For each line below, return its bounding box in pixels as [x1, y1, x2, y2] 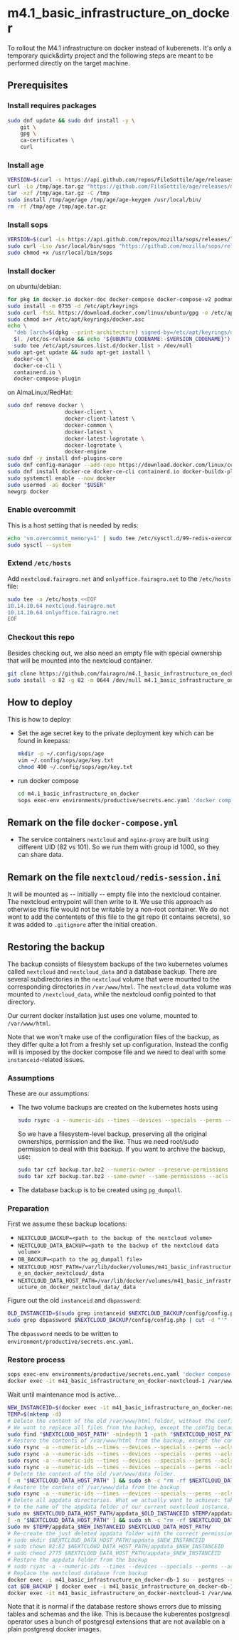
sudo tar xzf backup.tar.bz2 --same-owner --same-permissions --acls [17, 1173, 229, 1180]
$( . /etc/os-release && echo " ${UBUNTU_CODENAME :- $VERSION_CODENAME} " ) [14, 336, 231, 343]
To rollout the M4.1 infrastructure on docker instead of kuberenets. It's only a [7, 43, 232, 52]
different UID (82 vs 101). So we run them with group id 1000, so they [17, 843, 220, 851]
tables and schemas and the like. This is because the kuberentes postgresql [7, 1610, 230, 1619]
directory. [7, 998, 36, 1006]
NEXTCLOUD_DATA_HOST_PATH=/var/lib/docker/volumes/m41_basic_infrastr [17, 1278, 232, 1285]
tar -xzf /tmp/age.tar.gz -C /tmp [7, 190, 110, 197]
